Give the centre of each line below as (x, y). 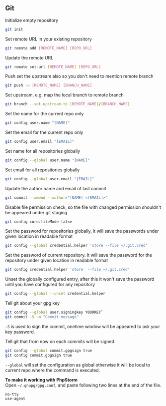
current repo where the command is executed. (53, 370)
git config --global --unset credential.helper (55, 294)
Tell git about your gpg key (33, 303)
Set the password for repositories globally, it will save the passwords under (82, 231)
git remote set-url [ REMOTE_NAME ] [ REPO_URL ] (53, 67)
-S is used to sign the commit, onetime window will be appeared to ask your (83, 326)
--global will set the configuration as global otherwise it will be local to (78, 365)
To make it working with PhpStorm (41, 380)
